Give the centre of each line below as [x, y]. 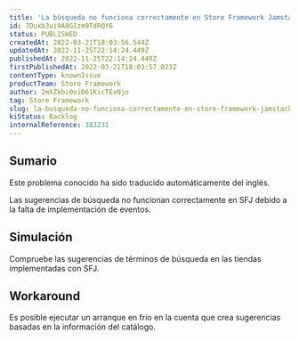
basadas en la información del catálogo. [82, 327]
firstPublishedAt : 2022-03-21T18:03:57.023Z [93, 68]
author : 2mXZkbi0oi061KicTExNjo [69, 92]
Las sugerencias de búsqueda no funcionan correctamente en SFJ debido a [148, 199]
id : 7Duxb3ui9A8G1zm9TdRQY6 [61, 26]
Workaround [45, 296]
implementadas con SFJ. [54, 268]
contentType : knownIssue [55, 76]
